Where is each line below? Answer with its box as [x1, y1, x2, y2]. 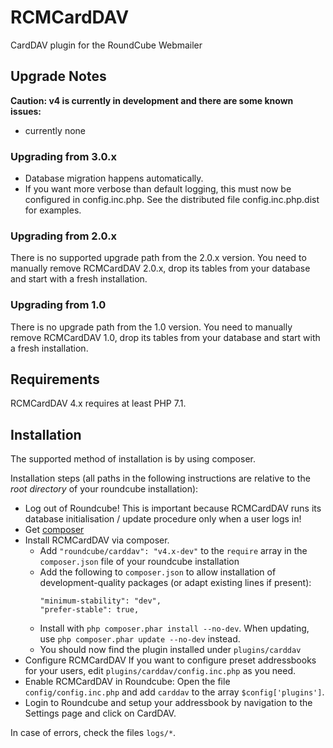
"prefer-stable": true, [39, 605, 140, 615]
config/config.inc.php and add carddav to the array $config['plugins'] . [24, 686, 325, 698]
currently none [24, 124, 86, 136]
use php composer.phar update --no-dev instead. [39, 633, 241, 645]
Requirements [10, 371, 100, 388]
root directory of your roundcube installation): [10, 483, 199, 495]
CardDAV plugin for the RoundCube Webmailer [10, 39, 203, 51]
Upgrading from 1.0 [10, 298, 107, 312]
